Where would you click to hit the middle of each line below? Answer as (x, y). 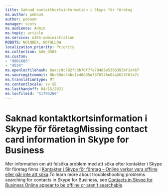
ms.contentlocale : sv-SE (31, 84)
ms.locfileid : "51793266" (32, 93)
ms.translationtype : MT (30, 79)
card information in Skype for (67, 139)
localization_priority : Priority (40, 47)
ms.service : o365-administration (40, 38)
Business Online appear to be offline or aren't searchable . (64, 185)
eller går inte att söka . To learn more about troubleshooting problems (75, 174)
